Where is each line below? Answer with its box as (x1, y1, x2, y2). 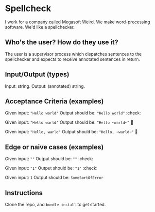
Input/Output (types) (5, 70, 69, 79)
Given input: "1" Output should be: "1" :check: (5, 165, 98, 171)
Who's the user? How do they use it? (5, 38, 119, 47)
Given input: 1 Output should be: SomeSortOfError (5, 175, 103, 180)
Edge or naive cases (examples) (5, 143, 104, 151)
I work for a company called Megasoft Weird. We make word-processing (5, 19, 151, 25)
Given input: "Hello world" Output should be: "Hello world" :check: (5, 110, 141, 116)
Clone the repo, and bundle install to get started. (5, 202, 106, 207)
